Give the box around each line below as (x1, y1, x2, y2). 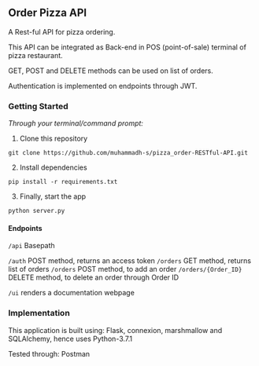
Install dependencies (19, 163, 88, 172)
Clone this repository (19, 134, 88, 144)
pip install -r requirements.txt (8, 178, 118, 186)
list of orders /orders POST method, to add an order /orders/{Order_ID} (8, 265, 242, 274)
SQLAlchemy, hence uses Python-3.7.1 (8, 334, 133, 343)
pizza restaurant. (8, 50, 63, 60)
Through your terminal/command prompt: (8, 119, 144, 128)
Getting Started (8, 101, 68, 112)
